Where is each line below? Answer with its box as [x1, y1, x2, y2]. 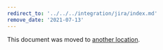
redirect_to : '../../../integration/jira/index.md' [7, 10, 158, 17]
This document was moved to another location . [7, 35, 140, 43]
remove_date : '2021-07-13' [7, 16, 84, 23]
